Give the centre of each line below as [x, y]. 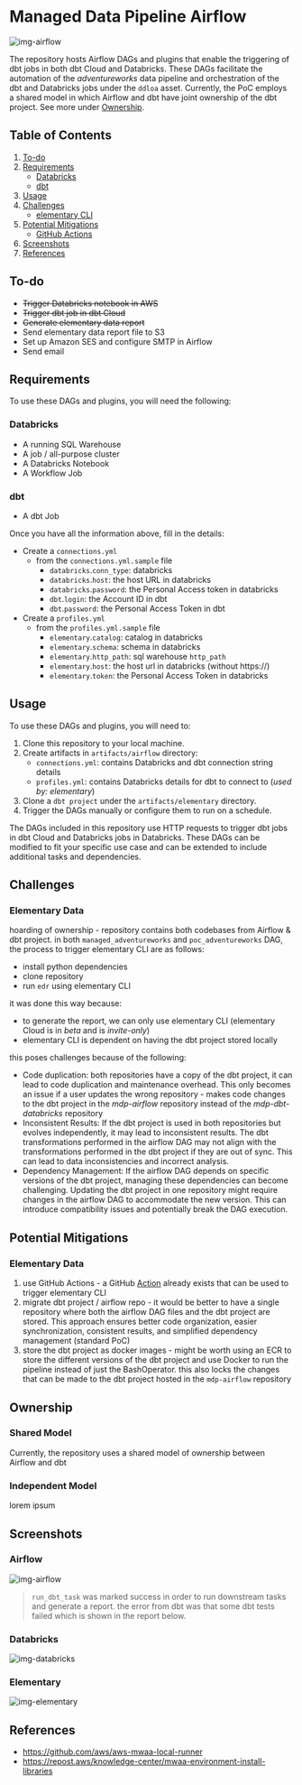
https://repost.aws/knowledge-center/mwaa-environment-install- [144, 1762]
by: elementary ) [65, 791]
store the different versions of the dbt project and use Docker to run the [155, 1360]
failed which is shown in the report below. [109, 1615]
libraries [37, 1771]
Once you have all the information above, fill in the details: [117, 533]
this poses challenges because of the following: [98, 1058]
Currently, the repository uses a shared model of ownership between [137, 1452]
